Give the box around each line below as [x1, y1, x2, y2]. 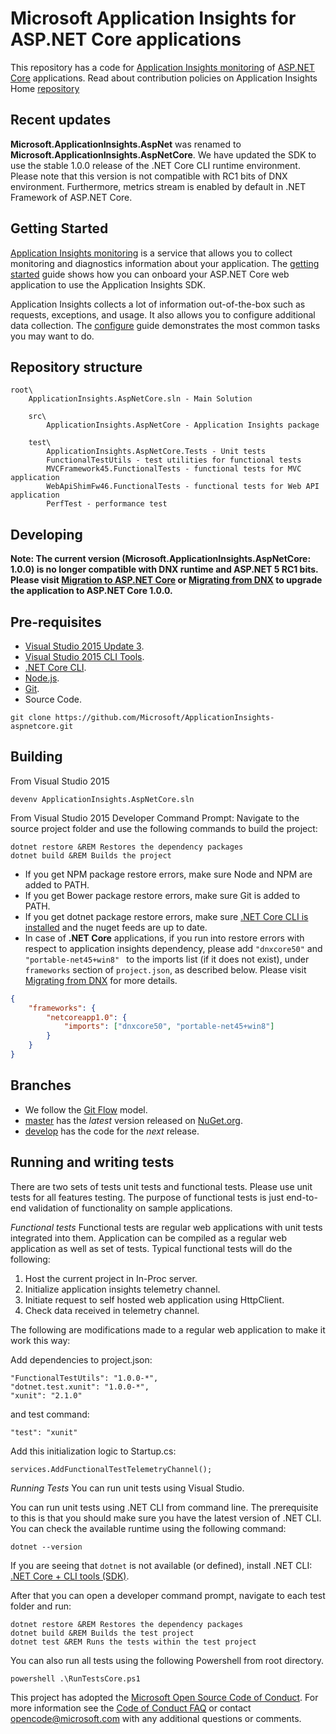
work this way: [10, 1334, 71, 1346]
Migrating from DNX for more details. [24, 974, 178, 986]
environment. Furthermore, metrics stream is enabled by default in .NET [10, 180, 307, 192]
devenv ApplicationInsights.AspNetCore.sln [10, 794, 195, 804]
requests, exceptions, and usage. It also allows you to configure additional [10, 308, 316, 321]
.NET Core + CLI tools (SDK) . [10, 1570, 130, 1582]
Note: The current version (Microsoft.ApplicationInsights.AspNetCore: [10, 553, 312, 565]
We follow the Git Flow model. [24, 1103, 148, 1116]
